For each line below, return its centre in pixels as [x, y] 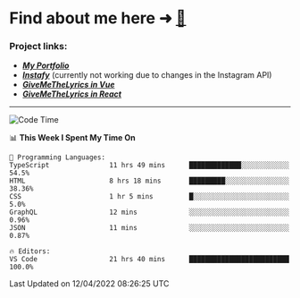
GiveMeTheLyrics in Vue [68, 85]
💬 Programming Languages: [57, 158]
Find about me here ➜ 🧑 [98, 18]
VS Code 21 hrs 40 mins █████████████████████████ [150, 260]
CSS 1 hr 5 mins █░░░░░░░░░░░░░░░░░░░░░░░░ [150, 197]
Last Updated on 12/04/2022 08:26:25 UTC [89, 284]
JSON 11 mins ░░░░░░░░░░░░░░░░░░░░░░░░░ [150, 228]
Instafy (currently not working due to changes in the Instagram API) [147, 75]
